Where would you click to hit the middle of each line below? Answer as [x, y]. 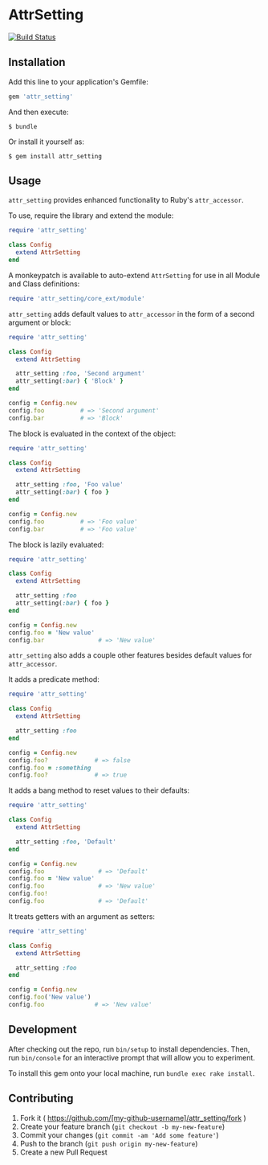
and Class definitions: [44, 284]
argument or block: [40, 322]
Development [43, 1030]
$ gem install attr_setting [55, 156]
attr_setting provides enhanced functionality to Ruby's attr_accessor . [126, 200]
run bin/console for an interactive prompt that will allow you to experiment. [132, 1057]
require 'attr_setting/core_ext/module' [77, 298]
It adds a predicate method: [54, 679]
